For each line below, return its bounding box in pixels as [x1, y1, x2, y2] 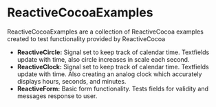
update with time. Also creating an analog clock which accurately [17, 70, 202, 78]
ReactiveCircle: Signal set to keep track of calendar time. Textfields [17, 48, 210, 56]
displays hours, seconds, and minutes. [17, 77, 127, 85]
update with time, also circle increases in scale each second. [17, 55, 190, 63]
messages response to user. [17, 91, 98, 100]
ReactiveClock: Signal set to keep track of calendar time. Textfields [17, 62, 209, 71]
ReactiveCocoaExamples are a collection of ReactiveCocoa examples [7, 27, 204, 36]
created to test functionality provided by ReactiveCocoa [7, 34, 166, 43]
